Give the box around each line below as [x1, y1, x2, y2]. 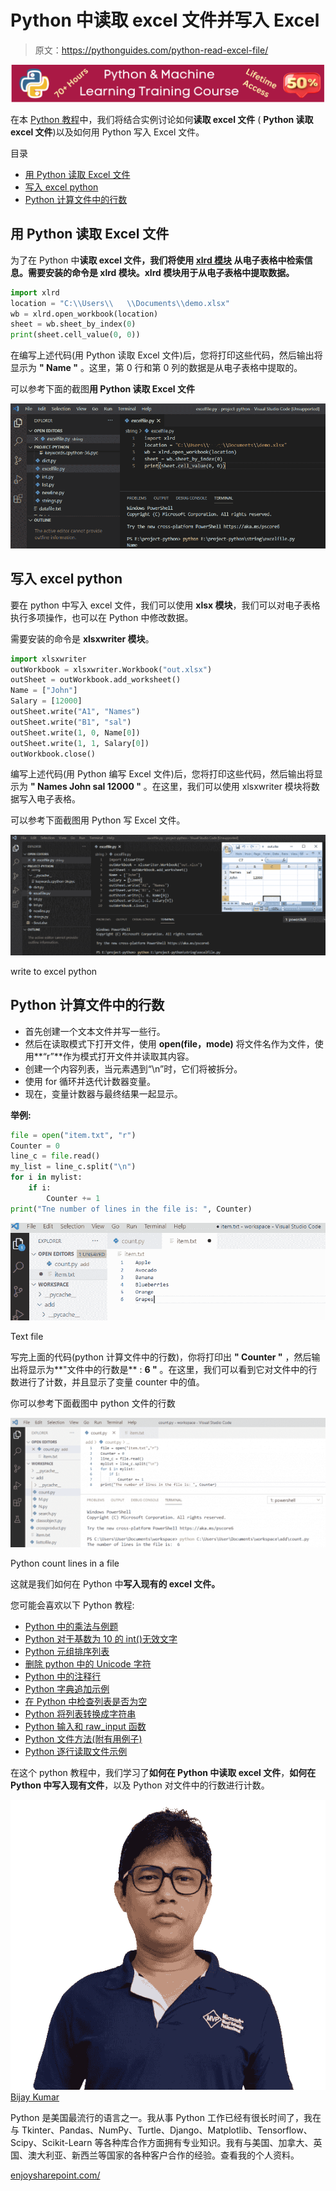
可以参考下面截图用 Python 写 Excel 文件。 [10, 814, 186, 826]
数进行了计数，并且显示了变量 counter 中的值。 [10, 1376, 205, 1388]
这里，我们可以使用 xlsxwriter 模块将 [160, 781, 312, 793]
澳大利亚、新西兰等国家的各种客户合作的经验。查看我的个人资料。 [27, 2149, 300, 2161]
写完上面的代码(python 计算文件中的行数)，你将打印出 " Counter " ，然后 [10, 1351, 312, 1363]
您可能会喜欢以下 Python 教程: [10, 1599, 135, 1611]
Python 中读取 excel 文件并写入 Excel [10, 9, 320, 32]
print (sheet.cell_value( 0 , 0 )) [10, 330, 141, 340]
